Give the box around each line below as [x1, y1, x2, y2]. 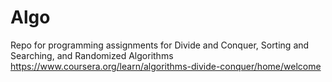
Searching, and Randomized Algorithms [10, 49, 174, 61]
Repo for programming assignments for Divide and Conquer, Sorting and [10, 39, 310, 51]
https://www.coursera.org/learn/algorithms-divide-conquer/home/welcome [10, 60, 322, 72]
